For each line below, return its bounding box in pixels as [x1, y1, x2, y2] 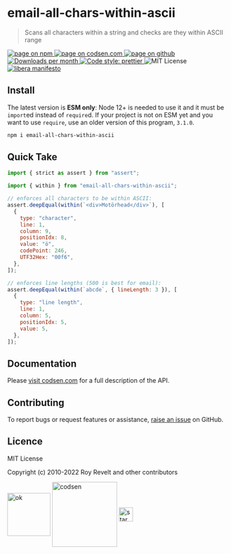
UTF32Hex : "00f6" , [20, 254, 74, 261]
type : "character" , [20, 214, 77, 222]
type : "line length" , [20, 299, 83, 306]
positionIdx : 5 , [20, 318, 68, 326]
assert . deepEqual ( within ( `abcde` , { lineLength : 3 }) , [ [7, 286, 178, 293]
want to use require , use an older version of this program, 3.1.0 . [7, 118, 194, 126]
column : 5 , [20, 312, 52, 319]
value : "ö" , [20, 241, 55, 248]
